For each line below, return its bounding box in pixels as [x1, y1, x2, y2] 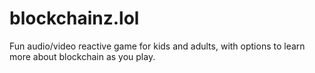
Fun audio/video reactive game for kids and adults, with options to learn [9, 40, 306, 52]
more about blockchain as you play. [9, 50, 156, 62]
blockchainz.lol [9, 7, 140, 30]
